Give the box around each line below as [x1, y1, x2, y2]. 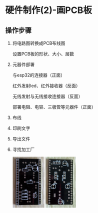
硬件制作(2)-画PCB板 [5, 4, 92, 16]
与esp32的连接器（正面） [12, 72, 65, 78]
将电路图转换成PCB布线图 [12, 40, 66, 46]
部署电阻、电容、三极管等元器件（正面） [12, 104, 96, 110]
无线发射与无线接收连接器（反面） [12, 93, 83, 99]
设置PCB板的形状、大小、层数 [12, 51, 74, 56]
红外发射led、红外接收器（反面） [12, 83, 80, 88]
